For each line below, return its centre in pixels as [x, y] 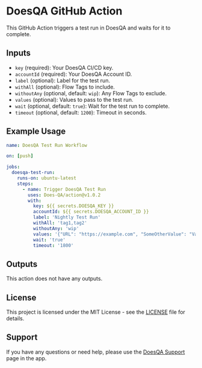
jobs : [13, 167]
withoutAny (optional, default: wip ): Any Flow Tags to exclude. [91, 93]
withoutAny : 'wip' [56, 228]
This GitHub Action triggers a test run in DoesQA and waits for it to [88, 28]
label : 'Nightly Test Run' [67, 217]
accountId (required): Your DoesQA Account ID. [73, 74]
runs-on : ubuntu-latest [47, 178]
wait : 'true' [49, 240]
